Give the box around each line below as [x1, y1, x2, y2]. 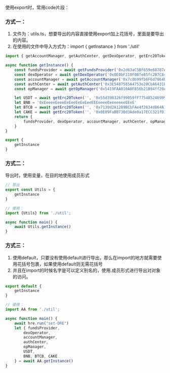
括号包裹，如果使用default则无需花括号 [21, 260, 103, 267]
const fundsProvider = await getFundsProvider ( [14, 67, 116, 72]
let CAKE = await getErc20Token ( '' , [14, 109, 92, 115]
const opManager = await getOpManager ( [14, 86, 99, 91]
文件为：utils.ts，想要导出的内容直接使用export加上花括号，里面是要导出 [12, 31, 164, 37]
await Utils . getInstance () [14, 225, 71, 230]
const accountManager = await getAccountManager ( [14, 77, 121, 82]
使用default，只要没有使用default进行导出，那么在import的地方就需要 [12, 254, 158, 260]
